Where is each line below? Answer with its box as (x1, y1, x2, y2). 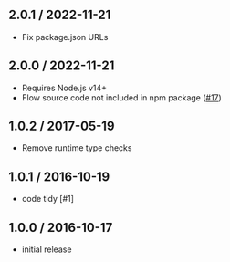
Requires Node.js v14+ (21, 82, 107, 93)
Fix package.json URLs (21, 31, 109, 42)
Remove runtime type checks (21, 142, 132, 153)
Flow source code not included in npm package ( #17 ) (21, 91, 223, 103)
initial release (21, 244, 72, 255)
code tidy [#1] (21, 194, 75, 204)
